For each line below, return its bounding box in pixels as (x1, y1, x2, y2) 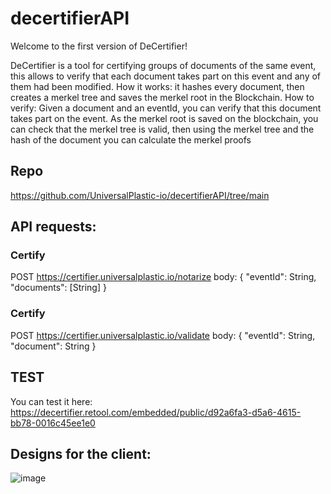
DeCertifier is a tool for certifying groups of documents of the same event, (10, 59, 317, 71)
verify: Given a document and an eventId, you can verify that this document (10, 102, 322, 114)
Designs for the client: (10, 445, 152, 462)
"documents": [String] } (10, 282, 107, 294)
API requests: (10, 218, 97, 236)
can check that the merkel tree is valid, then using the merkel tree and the (10, 123, 315, 135)
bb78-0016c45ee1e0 (10, 417, 96, 429)
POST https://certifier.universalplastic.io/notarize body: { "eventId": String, (10, 271, 317, 283)
